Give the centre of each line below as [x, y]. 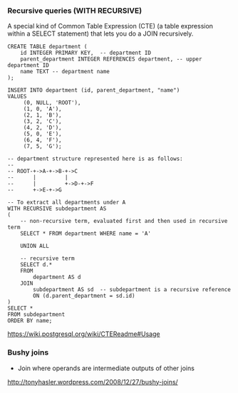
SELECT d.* [36, 265]
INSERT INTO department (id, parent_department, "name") [94, 90]
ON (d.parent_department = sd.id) [84, 296]
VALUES [17, 97]
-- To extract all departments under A [67, 203]
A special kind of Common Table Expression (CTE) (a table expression [110, 26]
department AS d [57, 277]
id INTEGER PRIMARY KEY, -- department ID [86, 53]
